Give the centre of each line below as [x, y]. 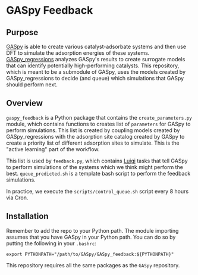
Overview [25, 103]
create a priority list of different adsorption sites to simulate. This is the [93, 143]
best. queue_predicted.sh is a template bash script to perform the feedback [98, 173]
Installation [27, 216]
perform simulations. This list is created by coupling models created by [93, 130]
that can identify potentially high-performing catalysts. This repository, [93, 65]
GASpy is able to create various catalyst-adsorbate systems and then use [96, 46]
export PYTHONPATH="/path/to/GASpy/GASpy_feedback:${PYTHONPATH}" [90, 254]
